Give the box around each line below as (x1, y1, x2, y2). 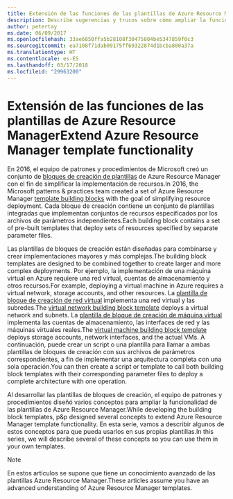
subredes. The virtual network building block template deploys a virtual (7, 304, 209, 312)
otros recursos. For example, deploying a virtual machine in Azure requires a (7, 281, 224, 290)
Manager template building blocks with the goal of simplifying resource (7, 195, 211, 203)
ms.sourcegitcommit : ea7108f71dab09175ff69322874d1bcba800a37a (7, 42, 194, 49)
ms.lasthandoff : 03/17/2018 (7, 62, 89, 69)
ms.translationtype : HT (7, 49, 76, 56)
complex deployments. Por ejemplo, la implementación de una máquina (7, 267, 212, 275)
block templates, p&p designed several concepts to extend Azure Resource (7, 413, 223, 421)
